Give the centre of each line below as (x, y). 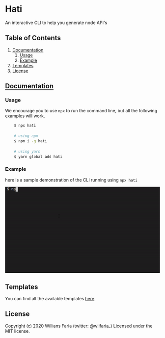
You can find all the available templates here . (50, 299)
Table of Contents (33, 38)
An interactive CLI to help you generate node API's (56, 23)
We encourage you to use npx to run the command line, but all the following (81, 111)
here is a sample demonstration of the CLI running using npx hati (71, 180)
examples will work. (25, 116)
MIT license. (18, 331)
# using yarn (27, 151)
